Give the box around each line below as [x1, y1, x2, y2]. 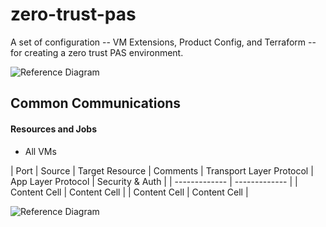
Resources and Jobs [10, 123, 98, 135]
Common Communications [10, 95, 182, 112]
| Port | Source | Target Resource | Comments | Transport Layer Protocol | [10, 164, 314, 177]
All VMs [24, 145, 57, 157]
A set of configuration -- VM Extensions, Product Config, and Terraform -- [10, 36, 317, 48]
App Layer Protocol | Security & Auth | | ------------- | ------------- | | [10, 175, 298, 187]
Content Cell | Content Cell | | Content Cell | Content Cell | [10, 186, 249, 198]
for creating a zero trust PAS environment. [10, 46, 184, 58]
